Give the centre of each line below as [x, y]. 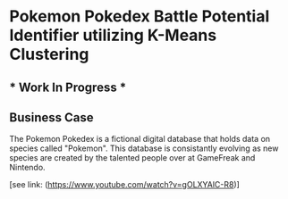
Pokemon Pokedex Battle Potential [140, 17]
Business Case [51, 117]
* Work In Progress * [68, 87]
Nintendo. [28, 168]
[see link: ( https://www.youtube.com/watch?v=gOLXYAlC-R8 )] [124, 185]
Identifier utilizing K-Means [113, 35]
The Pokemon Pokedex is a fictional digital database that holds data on [140, 139]
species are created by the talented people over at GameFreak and [132, 158]
